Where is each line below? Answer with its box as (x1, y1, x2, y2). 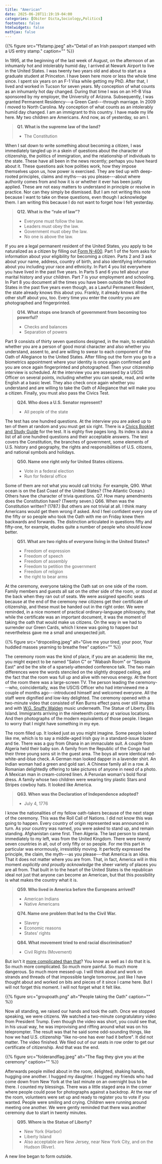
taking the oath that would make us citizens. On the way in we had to (5, 619, 142, 625)
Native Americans (24, 901, 60, 907)
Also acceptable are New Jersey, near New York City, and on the (24, 1139, 153, 1145)
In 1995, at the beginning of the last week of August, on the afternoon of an (5, 58, 155, 63)
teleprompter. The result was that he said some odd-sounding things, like (5, 1029, 151, 1035)
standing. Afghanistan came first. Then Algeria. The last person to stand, (5, 831, 150, 836)
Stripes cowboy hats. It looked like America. (5, 782, 93, 787)
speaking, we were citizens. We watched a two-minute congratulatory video (5, 1013, 157, 1019)
